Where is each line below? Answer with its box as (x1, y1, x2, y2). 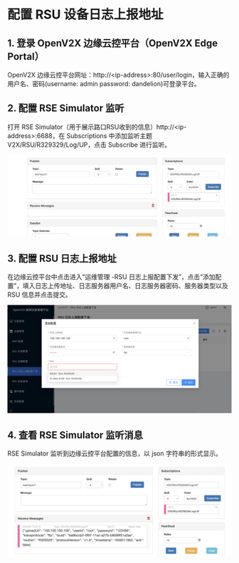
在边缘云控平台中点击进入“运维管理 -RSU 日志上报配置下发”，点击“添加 (7, 273, 216, 281)
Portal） (7, 51, 44, 63)
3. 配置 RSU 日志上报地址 (7, 252, 117, 264)
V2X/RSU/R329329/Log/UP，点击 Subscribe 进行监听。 (7, 140, 171, 149)
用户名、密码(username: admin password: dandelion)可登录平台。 (7, 80, 201, 88)
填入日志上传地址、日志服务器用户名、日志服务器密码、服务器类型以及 (22, 282, 229, 290)
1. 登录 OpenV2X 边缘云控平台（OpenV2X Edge (7, 37, 218, 49)
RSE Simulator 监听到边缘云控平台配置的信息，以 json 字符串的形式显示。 (7, 449, 222, 458)
